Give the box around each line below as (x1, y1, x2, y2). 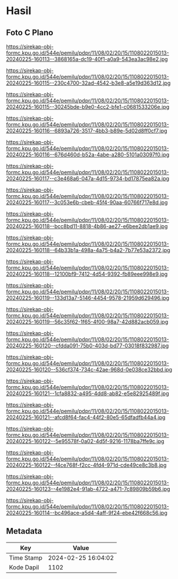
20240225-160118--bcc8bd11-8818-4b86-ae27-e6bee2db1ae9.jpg (6, 223, 168, 230)
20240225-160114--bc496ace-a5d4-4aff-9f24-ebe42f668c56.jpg (6, 510, 167, 516)
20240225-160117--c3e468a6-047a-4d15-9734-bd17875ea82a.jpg (6, 175, 169, 182)
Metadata (6, 526, 42, 536)
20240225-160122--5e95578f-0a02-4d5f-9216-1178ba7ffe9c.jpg (6, 438, 164, 444)
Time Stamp (9, 554, 43, 562)
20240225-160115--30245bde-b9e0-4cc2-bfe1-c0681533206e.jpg (6, 103, 170, 110)
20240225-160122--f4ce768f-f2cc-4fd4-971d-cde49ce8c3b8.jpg (6, 461, 167, 468)
